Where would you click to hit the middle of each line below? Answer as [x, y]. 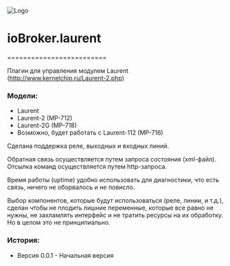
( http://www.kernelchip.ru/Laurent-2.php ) [66, 78]
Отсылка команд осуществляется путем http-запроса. [87, 167]
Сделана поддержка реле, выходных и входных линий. [88, 146]
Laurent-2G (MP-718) [47, 125]
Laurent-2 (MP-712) [45, 118]
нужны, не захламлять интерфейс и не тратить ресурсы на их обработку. [115, 215]
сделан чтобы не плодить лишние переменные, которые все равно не [111, 208]
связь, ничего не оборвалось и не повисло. [71, 187]
